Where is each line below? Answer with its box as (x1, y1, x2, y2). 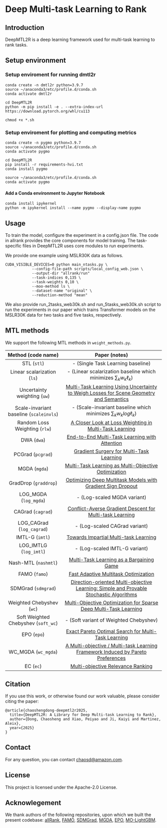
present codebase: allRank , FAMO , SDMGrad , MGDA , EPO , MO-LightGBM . (5, 817, 157, 823)
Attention (100, 440, 122, 447)
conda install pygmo (5, 166, 48, 171)
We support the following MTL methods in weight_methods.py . (5, 339, 132, 345)
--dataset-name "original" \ (31, 288, 92, 293)
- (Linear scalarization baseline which (67, 368, 156, 375)
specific (5, 243, 22, 249)
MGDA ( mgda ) (17, 465, 49, 472)
